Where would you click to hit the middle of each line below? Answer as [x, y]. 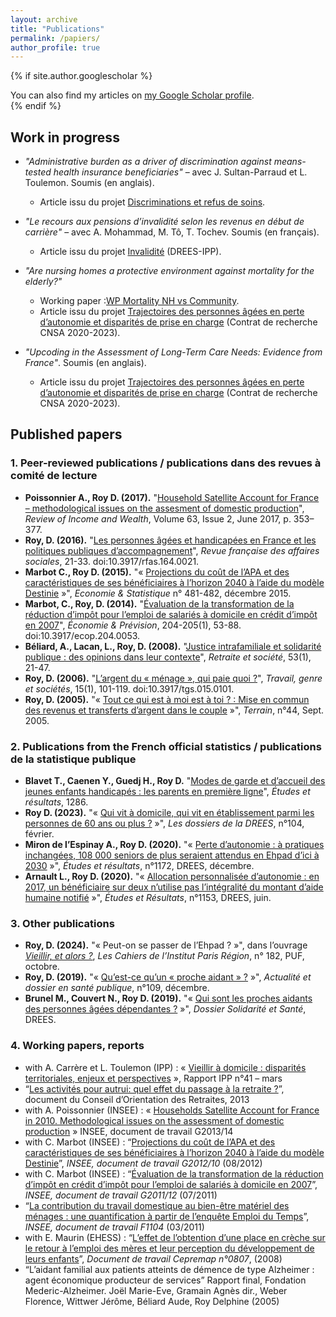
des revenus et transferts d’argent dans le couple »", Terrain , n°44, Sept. [174, 710]
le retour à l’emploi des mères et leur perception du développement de [169, 1248]
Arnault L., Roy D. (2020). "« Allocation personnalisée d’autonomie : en [172, 877]
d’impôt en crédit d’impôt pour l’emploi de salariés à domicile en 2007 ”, [171, 1184]
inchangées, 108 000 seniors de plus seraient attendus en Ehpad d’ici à [172, 855]
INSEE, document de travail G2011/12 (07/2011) [121, 1195]
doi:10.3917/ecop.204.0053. [82, 635]
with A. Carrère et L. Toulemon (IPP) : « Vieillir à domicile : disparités [165, 1067]
